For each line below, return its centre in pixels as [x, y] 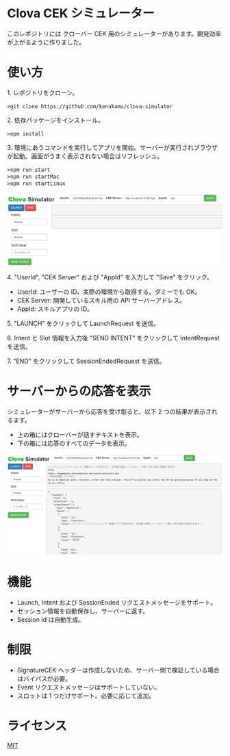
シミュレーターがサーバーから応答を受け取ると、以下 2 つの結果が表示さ [110, 412]
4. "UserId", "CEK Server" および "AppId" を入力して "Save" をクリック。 [110, 277]
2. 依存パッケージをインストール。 [55, 120]
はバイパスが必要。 [44, 679]
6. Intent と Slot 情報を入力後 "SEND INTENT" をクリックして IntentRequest [114, 338]
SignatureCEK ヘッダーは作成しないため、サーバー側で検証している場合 [118, 670]
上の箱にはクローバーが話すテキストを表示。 [80, 434]
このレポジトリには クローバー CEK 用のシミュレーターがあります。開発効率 [114, 34]
